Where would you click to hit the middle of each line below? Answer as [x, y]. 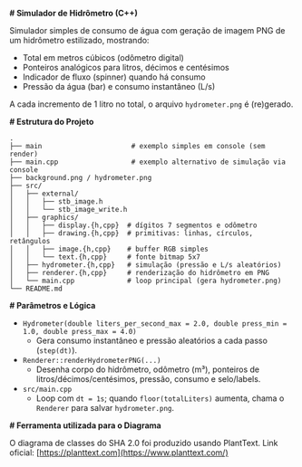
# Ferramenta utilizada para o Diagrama [85, 425]
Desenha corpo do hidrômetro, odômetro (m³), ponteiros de [148, 369]
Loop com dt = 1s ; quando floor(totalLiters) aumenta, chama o [160, 398]
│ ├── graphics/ [44, 217]
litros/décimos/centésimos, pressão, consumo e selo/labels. [148, 379]
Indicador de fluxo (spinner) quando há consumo [114, 77]
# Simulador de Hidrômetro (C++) [74, 13]
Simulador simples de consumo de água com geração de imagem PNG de [147, 30]
